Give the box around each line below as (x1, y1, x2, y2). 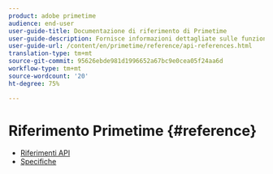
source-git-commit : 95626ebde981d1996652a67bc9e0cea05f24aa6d (8, 57, 223, 66)
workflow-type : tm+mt (8, 65, 82, 73)
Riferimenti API (19, 148, 71, 158)
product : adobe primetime (8, 11, 96, 20)
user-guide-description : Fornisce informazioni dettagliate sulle (8, 34, 238, 43)
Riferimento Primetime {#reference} (8, 121, 258, 140)
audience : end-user (8, 19, 75, 28)
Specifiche (19, 157, 57, 167)
